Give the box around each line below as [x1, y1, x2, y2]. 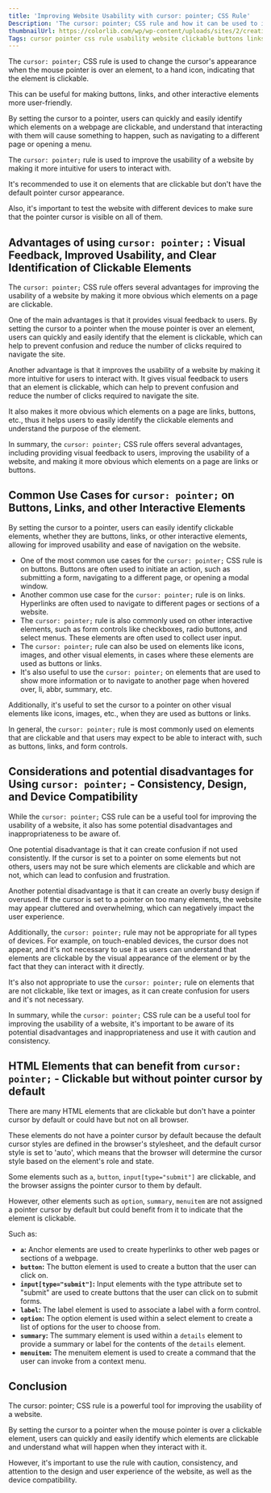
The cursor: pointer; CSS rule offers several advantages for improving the [8, 282, 260, 292]
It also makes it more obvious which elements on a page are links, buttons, [8, 407, 256, 416]
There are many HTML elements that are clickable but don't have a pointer [8, 1106, 256, 1116]
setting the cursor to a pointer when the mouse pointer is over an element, [8, 324, 256, 334]
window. [19, 581, 48, 591]
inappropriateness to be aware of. [8, 829, 121, 838]
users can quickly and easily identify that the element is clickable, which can [8, 332, 263, 342]
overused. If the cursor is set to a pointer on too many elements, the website [8, 894, 262, 904]
